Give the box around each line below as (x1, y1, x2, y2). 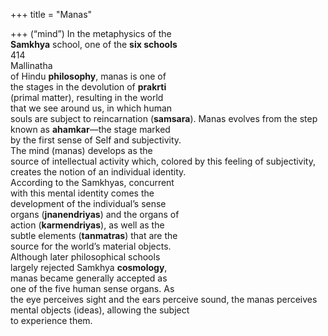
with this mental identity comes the (10, 187, 155, 199)
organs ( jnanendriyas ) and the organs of (10, 209, 180, 220)
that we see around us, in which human (10, 102, 173, 114)
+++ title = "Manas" (10, 9, 93, 20)
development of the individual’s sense (10, 198, 167, 209)
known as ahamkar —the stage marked (10, 124, 171, 135)
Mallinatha (10, 60, 53, 71)
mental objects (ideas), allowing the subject (10, 304, 190, 316)
